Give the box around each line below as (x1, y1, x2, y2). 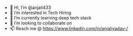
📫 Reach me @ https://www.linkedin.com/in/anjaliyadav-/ (9, 26, 128, 31)
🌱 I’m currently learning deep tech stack (9, 15, 91, 20)
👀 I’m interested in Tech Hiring (9, 10, 72, 16)
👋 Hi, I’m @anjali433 (9, 5, 51, 10)
